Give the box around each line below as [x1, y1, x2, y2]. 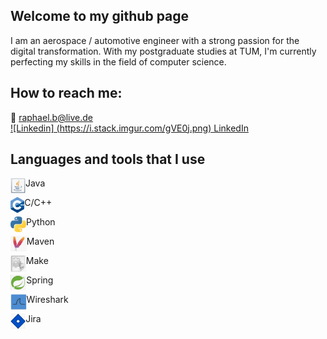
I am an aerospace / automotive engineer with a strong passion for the [10, 34, 300, 46]
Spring [26, 274, 54, 286]
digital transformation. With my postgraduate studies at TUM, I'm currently [10, 45, 317, 57]
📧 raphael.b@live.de [10, 111, 93, 123]
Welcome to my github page [10, 8, 190, 25]
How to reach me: [10, 85, 123, 102]
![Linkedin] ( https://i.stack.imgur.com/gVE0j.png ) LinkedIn [10, 122, 249, 134]
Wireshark [26, 294, 69, 306]
